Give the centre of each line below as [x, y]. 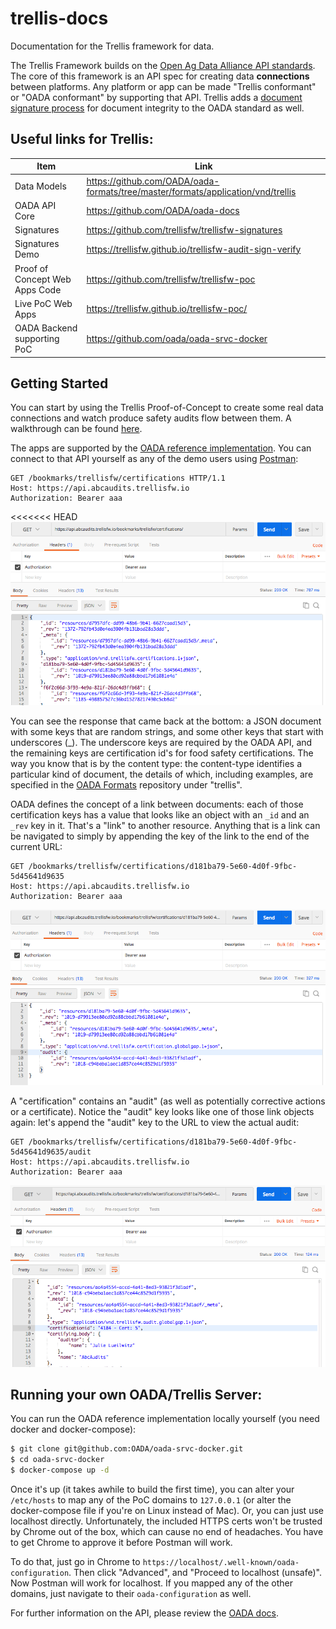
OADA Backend [46, 328]
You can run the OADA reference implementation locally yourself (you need [165, 1419]
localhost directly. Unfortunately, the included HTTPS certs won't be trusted [166, 1521]
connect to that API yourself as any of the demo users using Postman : [154, 459]
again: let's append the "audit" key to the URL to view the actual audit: [155, 1123]
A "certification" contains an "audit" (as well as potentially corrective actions [168, 1101]
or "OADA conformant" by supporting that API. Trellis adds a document [156, 97]
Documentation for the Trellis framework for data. [112, 46]
